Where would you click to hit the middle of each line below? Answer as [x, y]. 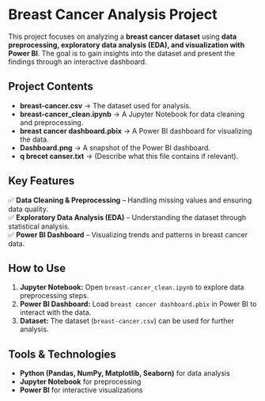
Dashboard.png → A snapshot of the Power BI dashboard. [115, 147]
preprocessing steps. [54, 296]
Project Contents [51, 87]
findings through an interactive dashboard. [78, 62]
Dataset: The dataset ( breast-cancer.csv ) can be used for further [127, 321]
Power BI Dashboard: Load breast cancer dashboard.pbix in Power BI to [138, 304]
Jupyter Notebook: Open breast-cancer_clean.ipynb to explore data [132, 287]
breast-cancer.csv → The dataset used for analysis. [105, 105]
